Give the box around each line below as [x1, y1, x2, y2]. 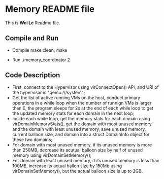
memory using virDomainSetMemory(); [12, 152, 92, 158]
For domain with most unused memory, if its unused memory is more [12, 142, 152, 147]
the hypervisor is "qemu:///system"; [12, 89, 85, 95]
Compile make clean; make [12, 47, 67, 53]
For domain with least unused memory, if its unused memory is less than [12, 157, 160, 163]
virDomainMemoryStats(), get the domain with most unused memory [12, 121, 152, 127]
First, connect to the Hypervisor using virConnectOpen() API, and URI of [12, 84, 159, 90]
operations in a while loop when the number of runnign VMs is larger [12, 100, 152, 106]
